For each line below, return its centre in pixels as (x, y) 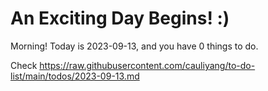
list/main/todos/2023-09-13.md (75, 76)
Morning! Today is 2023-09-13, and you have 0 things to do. (134, 46)
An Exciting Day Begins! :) (120, 18)
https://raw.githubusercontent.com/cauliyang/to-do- (147, 65)
